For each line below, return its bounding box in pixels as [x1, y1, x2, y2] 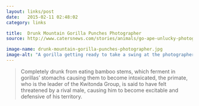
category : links [6, 19, 46, 25]
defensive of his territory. [20, 92, 83, 100]
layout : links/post [6, 8, 54, 15]
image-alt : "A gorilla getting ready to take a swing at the [6, 52, 161, 58]
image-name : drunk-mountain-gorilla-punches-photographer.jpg [6, 47, 163, 52]
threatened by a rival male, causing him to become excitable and [20, 87, 179, 94]
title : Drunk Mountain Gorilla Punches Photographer [6, 30, 142, 36]
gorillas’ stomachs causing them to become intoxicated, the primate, [20, 74, 188, 81]
